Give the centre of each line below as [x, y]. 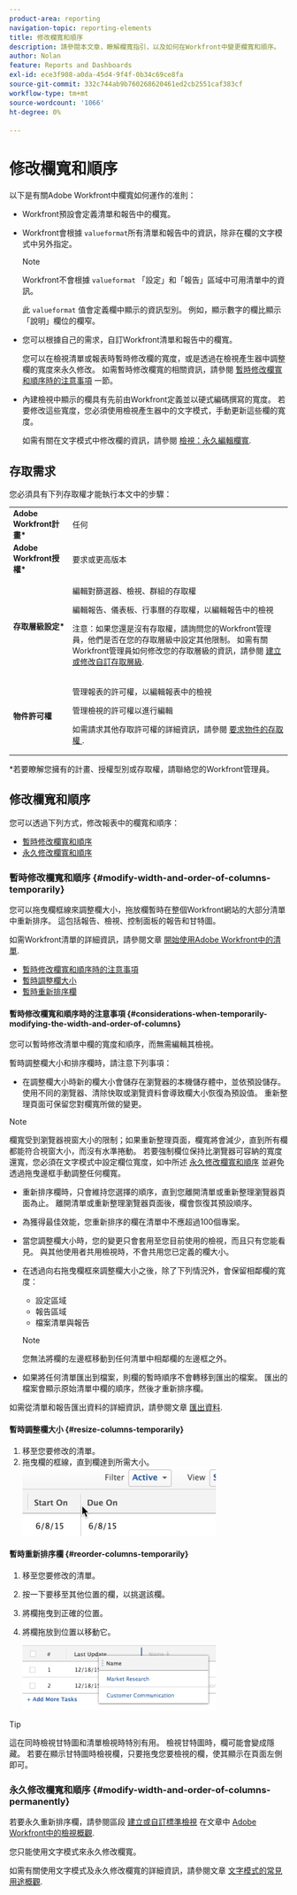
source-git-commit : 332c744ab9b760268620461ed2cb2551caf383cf [126, 84]
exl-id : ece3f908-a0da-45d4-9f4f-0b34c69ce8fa [96, 75]
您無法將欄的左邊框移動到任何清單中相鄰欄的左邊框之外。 [126, 1358]
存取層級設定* [39, 627]
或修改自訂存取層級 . [108, 662]
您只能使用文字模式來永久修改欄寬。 [75, 1852]
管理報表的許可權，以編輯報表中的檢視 [142, 692]
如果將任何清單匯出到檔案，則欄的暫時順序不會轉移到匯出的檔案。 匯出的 [155, 1378]
